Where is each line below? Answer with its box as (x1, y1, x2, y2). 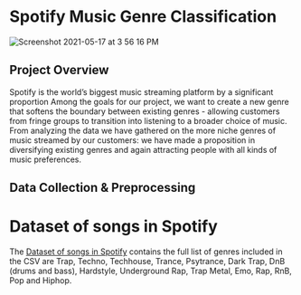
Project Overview (9, 62, 109, 78)
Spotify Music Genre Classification (9, 6, 277, 27)
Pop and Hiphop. (9, 275, 72, 286)
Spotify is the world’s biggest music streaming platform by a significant (9, 86, 274, 97)
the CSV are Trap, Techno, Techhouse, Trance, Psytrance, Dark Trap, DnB (9, 256, 286, 267)
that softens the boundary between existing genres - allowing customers (9, 106, 280, 117)
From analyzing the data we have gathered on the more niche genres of (9, 125, 277, 136)
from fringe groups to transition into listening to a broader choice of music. (9, 115, 287, 126)
